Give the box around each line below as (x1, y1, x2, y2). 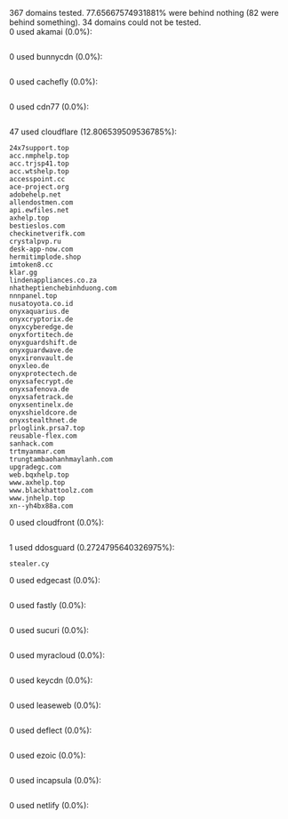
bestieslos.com (9, 221, 66, 230)
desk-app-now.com (9, 245, 74, 253)
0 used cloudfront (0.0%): (9, 518, 105, 527)
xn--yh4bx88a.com (9, 502, 74, 510)
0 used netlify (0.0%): (9, 800, 89, 810)
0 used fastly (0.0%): (9, 600, 87, 610)
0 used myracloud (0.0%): (9, 650, 105, 661)
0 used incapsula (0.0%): (9, 775, 102, 785)
